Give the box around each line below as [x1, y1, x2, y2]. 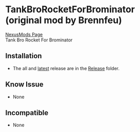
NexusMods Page [5, 31, 43, 37]
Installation [5, 52, 42, 60]
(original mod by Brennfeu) [5, 14, 122, 26]
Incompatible [5, 108, 49, 117]
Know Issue [5, 80, 44, 89]
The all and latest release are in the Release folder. [12, 65, 119, 71]
